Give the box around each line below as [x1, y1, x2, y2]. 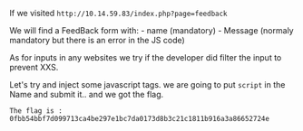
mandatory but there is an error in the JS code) [9, 35, 186, 45]
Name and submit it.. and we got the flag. [9, 89, 164, 99]
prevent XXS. [9, 62, 59, 72]
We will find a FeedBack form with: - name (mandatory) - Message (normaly [9, 25, 294, 35]
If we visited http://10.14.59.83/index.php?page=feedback [9, 8, 229, 18]
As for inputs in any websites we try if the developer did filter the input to [9, 52, 282, 62]
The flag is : [9, 107, 64, 116]
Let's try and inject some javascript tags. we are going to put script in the [9, 80, 286, 89]
